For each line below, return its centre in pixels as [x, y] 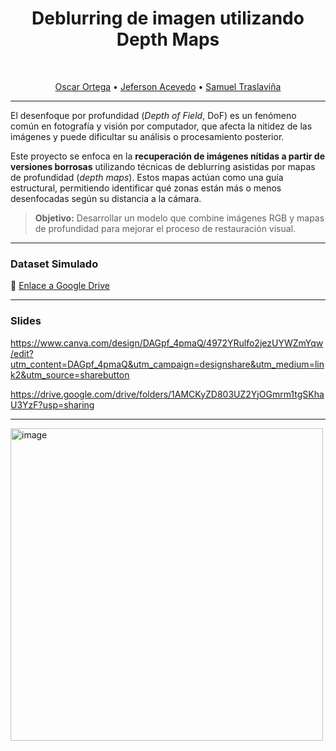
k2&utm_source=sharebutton [70, 374]
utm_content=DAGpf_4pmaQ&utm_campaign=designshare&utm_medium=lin [167, 364]
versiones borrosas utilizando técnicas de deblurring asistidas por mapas [163, 166]
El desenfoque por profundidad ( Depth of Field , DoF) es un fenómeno [153, 115]
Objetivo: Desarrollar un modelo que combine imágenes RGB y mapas [179, 218]
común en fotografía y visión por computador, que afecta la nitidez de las [161, 126]
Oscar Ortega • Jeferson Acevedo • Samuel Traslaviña [168, 86]
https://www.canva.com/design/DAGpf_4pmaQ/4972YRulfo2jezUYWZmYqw [167, 343]
